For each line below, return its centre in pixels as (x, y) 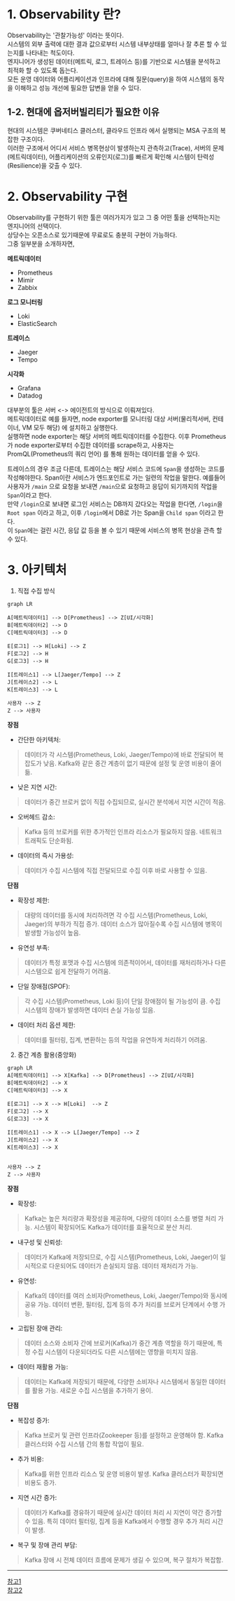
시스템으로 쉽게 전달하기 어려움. (67, 971)
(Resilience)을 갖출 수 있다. (45, 165)
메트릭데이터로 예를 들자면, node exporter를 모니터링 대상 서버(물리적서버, (109, 419)
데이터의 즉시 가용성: (45, 855)
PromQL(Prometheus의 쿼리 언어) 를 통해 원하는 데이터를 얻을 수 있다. (104, 454)
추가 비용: (30, 1458)
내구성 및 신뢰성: (40, 1242)
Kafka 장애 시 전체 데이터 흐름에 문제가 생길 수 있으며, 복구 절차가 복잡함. (124, 1560)
